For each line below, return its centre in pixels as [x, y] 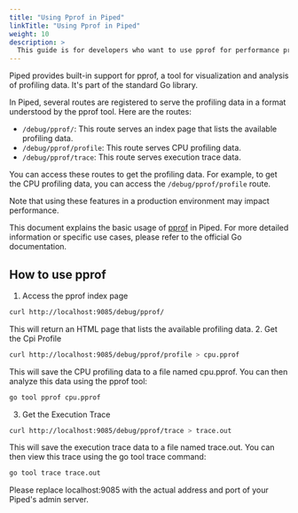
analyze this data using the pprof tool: [78, 381]
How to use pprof [58, 275]
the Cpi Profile [35, 338]
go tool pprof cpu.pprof [55, 397]
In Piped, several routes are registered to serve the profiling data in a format [148, 102]
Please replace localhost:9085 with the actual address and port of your [139, 490]
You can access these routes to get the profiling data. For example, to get [143, 175]
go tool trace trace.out [55, 473]
